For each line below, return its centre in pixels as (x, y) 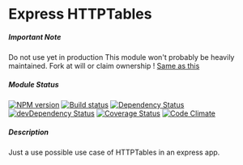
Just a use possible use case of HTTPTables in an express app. (114, 152)
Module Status (34, 84)
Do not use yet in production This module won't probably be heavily (122, 57)
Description (29, 132)
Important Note (35, 36)
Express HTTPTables (80, 14)
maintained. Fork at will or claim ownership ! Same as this (104, 66)
